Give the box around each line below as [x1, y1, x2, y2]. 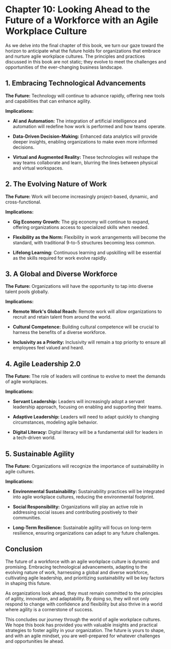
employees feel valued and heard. [12, 345, 84, 351]
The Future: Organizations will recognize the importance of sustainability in [5, 463, 164, 469]
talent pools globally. [5, 288, 50, 295]
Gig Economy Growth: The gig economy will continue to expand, [12, 219, 150, 225]
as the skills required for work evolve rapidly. [12, 255, 107, 261]
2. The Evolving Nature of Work [5, 180, 107, 189]
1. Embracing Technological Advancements [5, 79, 146, 88]
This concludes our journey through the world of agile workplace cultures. [5, 616, 162, 622]
